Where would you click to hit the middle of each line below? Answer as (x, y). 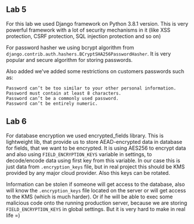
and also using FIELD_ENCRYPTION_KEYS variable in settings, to (79, 154)
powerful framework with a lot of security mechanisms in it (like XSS (88, 30)
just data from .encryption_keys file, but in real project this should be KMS (96, 167)
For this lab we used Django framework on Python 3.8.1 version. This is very (97, 23)
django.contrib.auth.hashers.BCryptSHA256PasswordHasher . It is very (89, 54)
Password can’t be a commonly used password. (62, 98)
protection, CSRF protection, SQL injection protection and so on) (84, 36)
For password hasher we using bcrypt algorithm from (70, 47)
